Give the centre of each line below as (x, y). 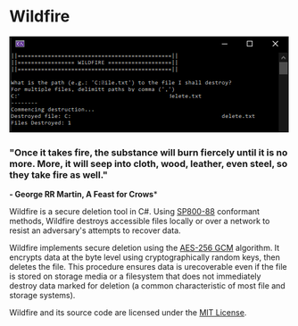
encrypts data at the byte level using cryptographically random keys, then (145, 257)
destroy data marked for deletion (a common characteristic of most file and (147, 286)
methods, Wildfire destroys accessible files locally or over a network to (140, 222)
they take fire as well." (59, 174)
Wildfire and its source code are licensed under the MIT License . (128, 313)
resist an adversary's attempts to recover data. (95, 230)
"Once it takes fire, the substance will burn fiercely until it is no (149, 152)
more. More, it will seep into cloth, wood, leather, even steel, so (149, 163)
